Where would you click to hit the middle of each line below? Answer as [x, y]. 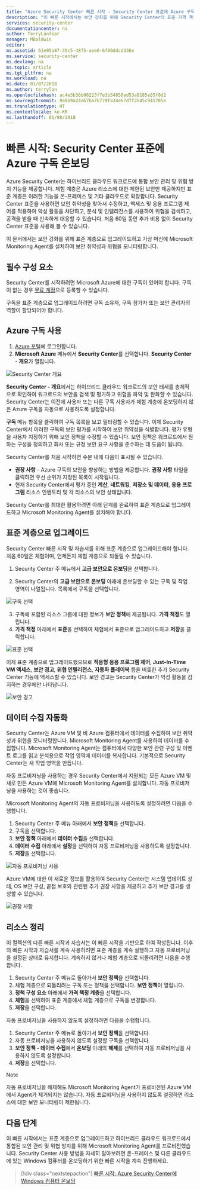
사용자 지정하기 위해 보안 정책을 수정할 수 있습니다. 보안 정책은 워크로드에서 [100, 436]
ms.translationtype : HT [36, 106]
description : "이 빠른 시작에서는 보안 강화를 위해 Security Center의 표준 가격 [96, 17]
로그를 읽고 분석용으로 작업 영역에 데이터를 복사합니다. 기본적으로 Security [99, 755]
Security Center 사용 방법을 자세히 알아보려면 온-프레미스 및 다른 [95, 1154]
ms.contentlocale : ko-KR [37, 112]
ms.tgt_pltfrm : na [29, 73]
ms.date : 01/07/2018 [32, 84]
